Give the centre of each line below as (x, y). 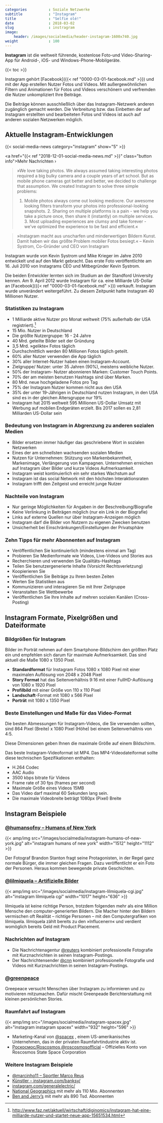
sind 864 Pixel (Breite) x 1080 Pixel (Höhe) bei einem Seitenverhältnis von (78, 729)
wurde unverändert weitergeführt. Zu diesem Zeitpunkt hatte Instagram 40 (80, 291)
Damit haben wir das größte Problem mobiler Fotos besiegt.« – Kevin (85, 241)
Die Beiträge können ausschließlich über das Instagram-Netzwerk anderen (80, 104)
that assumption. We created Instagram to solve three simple (78, 186)
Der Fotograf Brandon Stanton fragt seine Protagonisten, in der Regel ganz (80, 858)
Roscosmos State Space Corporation (49, 1052)
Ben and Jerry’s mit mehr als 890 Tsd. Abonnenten (63, 1096)
